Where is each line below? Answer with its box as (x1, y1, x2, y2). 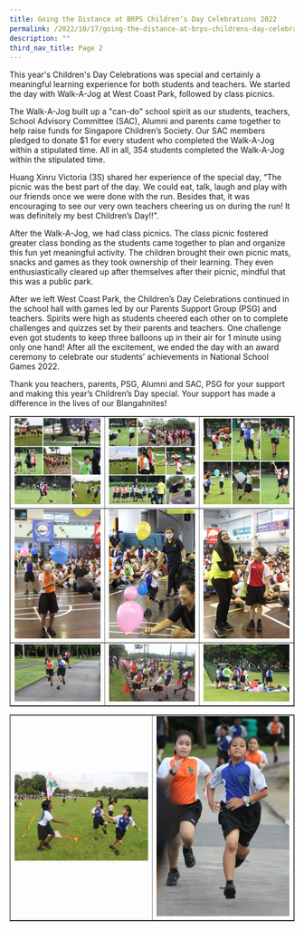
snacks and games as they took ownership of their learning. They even (9, 257, 274, 267)
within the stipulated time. (9, 154, 106, 165)
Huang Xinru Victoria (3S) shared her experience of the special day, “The (9, 172, 282, 183)
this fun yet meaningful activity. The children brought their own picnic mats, (9, 247, 291, 258)
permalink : (9, 24, 51, 34)
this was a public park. (9, 276, 93, 287)
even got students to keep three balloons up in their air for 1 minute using (9, 332, 282, 344)
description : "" (9, 34, 71, 43)
